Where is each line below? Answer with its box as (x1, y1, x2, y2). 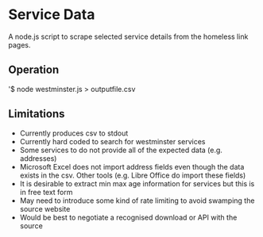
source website (19, 204, 71, 213)
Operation (8, 63, 60, 77)
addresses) (19, 153, 57, 163)
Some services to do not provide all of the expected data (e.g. (19, 145, 222, 155)
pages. (8, 40, 31, 49)
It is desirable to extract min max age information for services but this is (19, 178, 255, 188)
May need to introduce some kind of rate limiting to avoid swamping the (19, 196, 255, 205)
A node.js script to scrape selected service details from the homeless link (8, 32, 249, 41)
